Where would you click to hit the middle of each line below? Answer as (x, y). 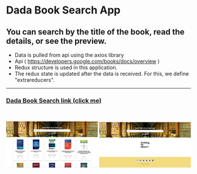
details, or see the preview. (56, 41)
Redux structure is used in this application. (66, 67)
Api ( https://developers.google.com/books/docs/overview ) (87, 61)
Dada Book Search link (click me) (54, 100)
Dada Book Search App (63, 10)
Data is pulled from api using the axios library (69, 55)
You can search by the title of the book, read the (95, 32)
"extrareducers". (34, 80)
